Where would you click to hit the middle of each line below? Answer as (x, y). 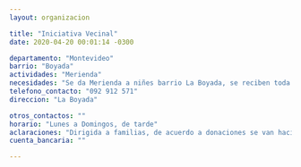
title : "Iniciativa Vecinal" (64, 33)
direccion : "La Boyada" (54, 99)
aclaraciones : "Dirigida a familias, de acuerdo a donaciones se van (142, 132)
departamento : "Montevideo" (62, 58)
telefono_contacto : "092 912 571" (74, 91)
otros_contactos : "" (48, 116)
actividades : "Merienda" (56, 75)
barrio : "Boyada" (42, 67)
